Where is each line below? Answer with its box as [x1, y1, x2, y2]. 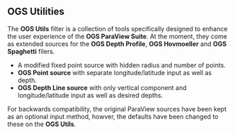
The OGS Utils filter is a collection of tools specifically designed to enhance [7, 24, 228, 33]
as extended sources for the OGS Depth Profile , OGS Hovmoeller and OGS [7, 39, 227, 48]
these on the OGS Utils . [7, 120, 76, 128]
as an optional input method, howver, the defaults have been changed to [7, 112, 219, 121]
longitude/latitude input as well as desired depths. [17, 91, 164, 99]
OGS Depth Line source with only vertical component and [17, 83, 187, 91]
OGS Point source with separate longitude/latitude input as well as [17, 68, 212, 77]
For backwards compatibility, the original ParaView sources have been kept [7, 104, 227, 113]
